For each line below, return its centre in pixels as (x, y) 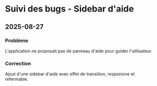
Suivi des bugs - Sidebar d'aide (70, 9)
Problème (17, 41)
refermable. (17, 79)
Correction (18, 63)
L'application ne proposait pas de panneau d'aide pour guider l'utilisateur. (79, 51)
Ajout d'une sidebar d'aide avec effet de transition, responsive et (70, 74)
